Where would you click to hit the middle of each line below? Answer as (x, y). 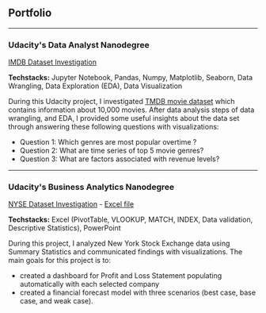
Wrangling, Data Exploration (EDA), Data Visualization (95, 86)
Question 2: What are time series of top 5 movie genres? (112, 151)
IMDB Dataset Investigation (53, 62)
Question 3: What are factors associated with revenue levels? (120, 159)
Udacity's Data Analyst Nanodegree (79, 44)
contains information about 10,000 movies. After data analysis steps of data (131, 110)
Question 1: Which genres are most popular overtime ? (108, 142)
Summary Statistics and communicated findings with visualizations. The (125, 252)
